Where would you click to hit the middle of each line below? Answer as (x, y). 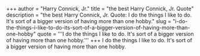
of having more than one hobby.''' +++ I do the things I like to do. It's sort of (99, 40)
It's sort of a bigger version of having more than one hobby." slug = (89, 21)
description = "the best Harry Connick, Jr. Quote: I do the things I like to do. (99, 15)
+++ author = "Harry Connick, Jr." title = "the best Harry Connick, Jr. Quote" (100, 9)
